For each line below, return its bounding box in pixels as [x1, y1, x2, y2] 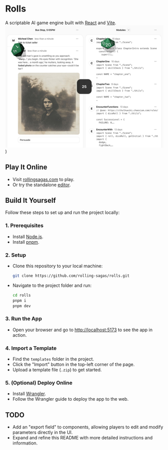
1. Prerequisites [5, 222, 44, 229]
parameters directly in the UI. [12, 429, 73, 435]
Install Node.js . [12, 234, 44, 240]
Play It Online [5, 163, 48, 172]
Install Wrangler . [12, 391, 46, 397]
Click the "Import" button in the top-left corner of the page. [12, 361, 135, 367]
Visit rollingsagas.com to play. [12, 176, 75, 182]
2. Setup [5, 251, 27, 258]
